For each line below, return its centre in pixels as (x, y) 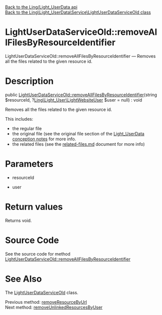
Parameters (29, 164)
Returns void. (18, 220)
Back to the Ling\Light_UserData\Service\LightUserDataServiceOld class (78, 12)
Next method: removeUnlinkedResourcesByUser (54, 307)
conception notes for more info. (44, 139)
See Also (23, 279)
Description (29, 81)
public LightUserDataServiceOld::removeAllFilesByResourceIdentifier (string (81, 95)
